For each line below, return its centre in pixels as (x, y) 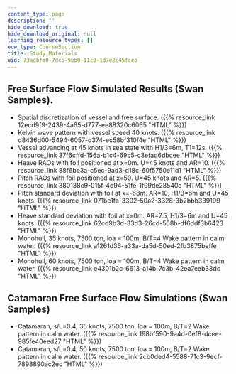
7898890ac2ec (40, 364)
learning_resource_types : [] (50, 41)
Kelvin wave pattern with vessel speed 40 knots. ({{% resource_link (117, 132)
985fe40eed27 (39, 341)
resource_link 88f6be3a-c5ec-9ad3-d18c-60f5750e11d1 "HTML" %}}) (119, 170)
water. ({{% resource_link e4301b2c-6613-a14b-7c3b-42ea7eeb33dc (119, 268)
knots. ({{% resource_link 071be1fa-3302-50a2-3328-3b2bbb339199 (119, 201)
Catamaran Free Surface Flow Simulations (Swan (118, 298)
